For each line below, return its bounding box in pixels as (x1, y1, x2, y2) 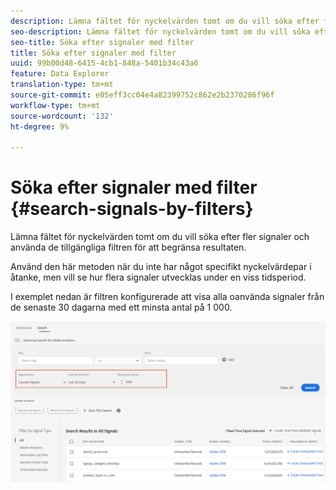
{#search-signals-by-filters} (10, 198, 254, 220)
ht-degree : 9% (10, 121, 70, 132)
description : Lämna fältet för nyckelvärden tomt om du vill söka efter (10, 16, 320, 26)
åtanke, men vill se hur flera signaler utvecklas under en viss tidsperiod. (10, 271, 307, 284)
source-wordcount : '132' (10, 111, 114, 121)
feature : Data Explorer (10, 69, 110, 79)
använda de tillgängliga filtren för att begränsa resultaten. (10, 241, 247, 254)
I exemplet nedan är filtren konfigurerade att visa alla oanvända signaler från (10, 291, 325, 303)
